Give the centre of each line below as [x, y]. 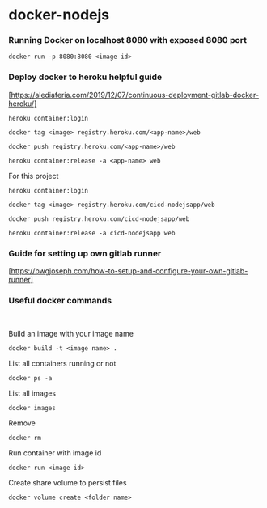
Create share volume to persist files [68, 483]
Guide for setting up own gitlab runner [85, 253]
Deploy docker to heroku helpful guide [85, 77]
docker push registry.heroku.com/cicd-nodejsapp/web [99, 219]
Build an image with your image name [71, 334]
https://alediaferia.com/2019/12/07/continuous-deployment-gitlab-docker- [135, 95]
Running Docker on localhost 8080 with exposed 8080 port [128, 40]
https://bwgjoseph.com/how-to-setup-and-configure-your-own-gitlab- [129, 271]
